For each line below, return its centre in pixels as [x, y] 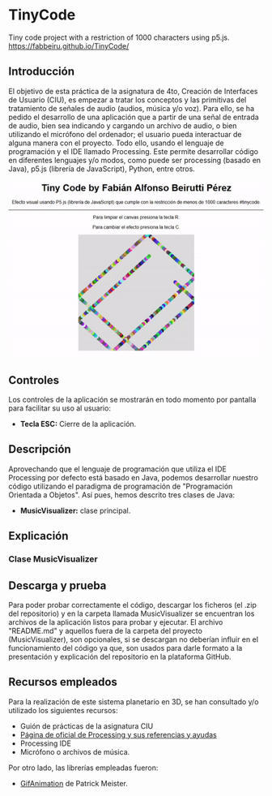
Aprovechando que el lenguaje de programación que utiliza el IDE [117, 469]
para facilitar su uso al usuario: [60, 408]
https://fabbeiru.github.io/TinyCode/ [69, 45]
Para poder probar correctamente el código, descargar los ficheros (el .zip [133, 605]
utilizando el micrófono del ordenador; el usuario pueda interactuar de [125, 134]
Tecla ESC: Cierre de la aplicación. [78, 424]
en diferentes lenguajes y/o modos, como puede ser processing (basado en [135, 160]
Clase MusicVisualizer [53, 559]
